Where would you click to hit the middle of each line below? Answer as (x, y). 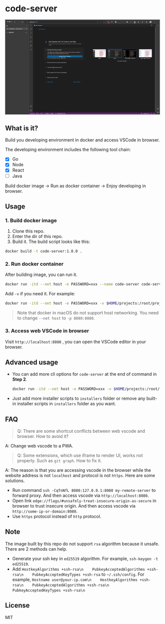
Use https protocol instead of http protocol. (57, 517)
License (17, 606)
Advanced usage (32, 362)
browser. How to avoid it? (43, 436)
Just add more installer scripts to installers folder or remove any (79, 399)
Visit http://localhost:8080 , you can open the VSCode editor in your (76, 342)
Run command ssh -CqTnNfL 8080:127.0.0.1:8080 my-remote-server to (84, 490)
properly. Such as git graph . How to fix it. (59, 461)
